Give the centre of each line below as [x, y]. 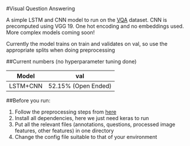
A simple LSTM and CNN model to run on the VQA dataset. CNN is [86, 20]
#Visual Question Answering [41, 9]
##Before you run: [28, 100]
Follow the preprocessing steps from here [65, 112]
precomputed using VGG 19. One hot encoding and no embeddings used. [95, 26]
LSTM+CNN [26, 86]
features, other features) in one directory [64, 131]
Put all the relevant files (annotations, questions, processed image [95, 124]
